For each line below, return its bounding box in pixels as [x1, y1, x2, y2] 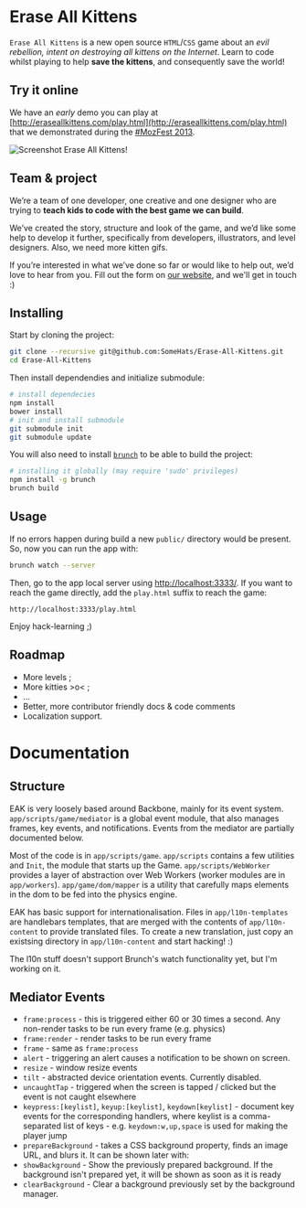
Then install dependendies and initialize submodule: [9, 372, 206, 383]
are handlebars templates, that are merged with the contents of [9, 916, 248, 927]
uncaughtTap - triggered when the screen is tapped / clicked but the [22, 1082, 277, 1093]
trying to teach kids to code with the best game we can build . [9, 204, 245, 216]
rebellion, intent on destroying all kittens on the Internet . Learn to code [9, 46, 275, 57]
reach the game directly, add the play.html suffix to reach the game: [9, 587, 268, 598]
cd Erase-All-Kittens [9, 356, 92, 365]
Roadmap [9, 647, 66, 663]
